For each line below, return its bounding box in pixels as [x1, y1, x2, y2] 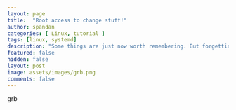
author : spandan [7, 23, 55, 30]
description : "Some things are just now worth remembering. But [7, 43, 199, 50]
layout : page [7, 10, 46, 18]
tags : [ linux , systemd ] [7, 36, 77, 43]
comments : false [7, 75, 55, 83]
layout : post [7, 62, 46, 69]
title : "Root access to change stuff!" [7, 17, 128, 24]
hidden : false [7, 56, 49, 63]
